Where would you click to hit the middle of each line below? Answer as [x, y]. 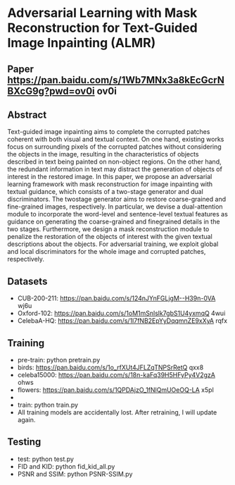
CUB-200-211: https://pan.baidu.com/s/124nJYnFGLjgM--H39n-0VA [116, 298]
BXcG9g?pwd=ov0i [51, 91]
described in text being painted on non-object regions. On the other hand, [114, 162]
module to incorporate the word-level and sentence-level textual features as [118, 214]
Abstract [27, 115]
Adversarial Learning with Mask [102, 13]
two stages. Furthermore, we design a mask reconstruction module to [108, 229]
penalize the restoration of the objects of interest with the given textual [110, 237]
